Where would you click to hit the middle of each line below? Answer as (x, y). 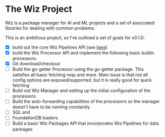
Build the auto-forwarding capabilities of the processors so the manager (86, 101)
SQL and (21, 112)
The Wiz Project (39, 9)
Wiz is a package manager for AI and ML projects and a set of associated (80, 23)
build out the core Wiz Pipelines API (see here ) (60, 47)
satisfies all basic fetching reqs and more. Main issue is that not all (80, 75)
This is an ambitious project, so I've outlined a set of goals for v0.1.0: (75, 38)
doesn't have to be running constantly (51, 107)
